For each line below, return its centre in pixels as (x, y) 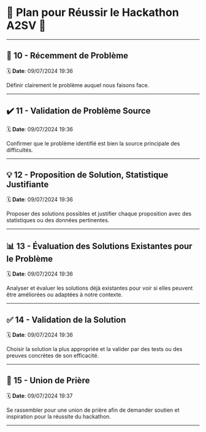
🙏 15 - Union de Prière (48, 381)
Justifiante (28, 184)
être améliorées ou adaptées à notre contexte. (65, 295)
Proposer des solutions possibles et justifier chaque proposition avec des (99, 214)
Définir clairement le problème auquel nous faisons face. (78, 85)
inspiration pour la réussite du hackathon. (59, 416)
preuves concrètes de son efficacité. (53, 356)
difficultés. (20, 150)
